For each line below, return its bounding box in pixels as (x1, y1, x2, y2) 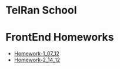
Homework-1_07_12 (14, 50, 60, 57)
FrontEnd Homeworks (5, 31, 114, 44)
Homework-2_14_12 (14, 57, 61, 64)
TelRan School (5, 4, 77, 17)
